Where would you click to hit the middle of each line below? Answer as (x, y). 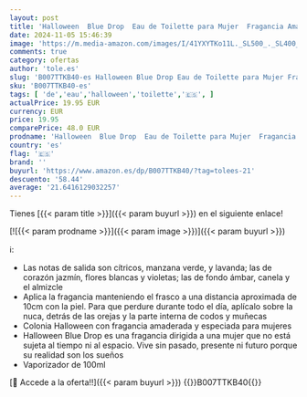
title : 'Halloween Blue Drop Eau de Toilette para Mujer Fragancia (147, 26)
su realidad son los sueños (73, 355)
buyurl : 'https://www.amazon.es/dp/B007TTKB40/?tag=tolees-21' (132, 171)
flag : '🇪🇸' (32, 153)
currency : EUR (37, 111)
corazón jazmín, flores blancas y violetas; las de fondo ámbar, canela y (156, 277)
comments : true (38, 52)
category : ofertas (44, 60)
